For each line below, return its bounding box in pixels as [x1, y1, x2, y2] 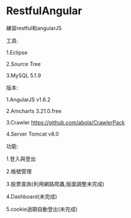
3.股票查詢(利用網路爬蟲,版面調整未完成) [6, 180, 105, 187]
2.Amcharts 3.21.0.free [6, 107, 62, 114]
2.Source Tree [6, 60, 41, 68]
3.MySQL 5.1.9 [6, 72, 41, 79]
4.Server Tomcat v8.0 [6, 130, 59, 137]
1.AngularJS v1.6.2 [6, 96, 51, 103]
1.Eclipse [6, 49, 28, 56]
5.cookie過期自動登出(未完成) [6, 206, 78, 213]
